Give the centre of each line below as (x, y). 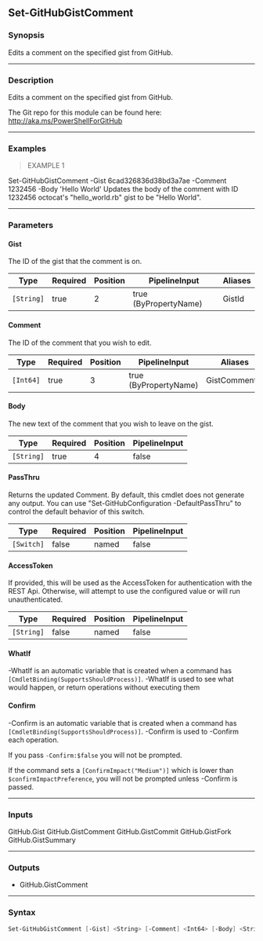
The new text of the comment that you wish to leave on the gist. (111, 423)
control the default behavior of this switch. (76, 512)
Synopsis (26, 35)
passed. (21, 787)
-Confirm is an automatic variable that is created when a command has (122, 723)
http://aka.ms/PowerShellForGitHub (65, 120)
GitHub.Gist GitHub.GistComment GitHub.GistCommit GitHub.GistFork (120, 831)
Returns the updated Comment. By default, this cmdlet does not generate (126, 495)
